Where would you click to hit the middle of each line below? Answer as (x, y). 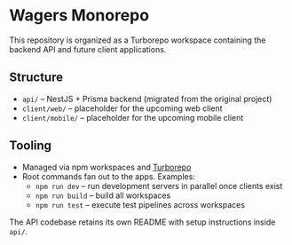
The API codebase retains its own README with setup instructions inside (142, 222)
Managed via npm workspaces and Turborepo (107, 167)
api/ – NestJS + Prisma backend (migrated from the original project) (147, 99)
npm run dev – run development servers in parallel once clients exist (159, 186)
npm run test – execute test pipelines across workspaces (140, 204)
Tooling (30, 146)
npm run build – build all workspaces (103, 195)
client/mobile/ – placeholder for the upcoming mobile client (133, 117)
